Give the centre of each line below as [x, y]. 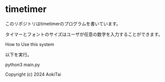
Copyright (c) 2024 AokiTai [33, 74]
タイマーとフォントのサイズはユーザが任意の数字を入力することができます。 [84, 34]
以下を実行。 [18, 54]
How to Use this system [30, 44]
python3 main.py [23, 64]
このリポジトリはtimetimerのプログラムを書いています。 [63, 23]
